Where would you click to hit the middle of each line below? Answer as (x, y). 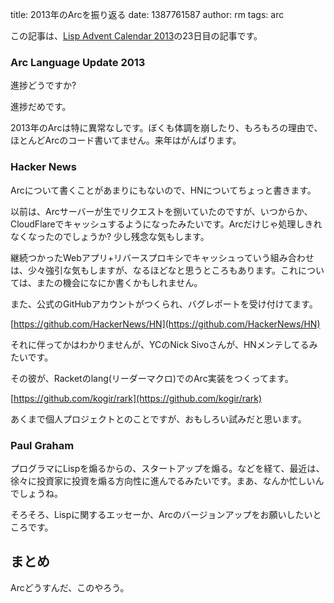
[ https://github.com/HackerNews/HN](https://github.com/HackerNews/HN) (165, 324)
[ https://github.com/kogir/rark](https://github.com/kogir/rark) (136, 398)
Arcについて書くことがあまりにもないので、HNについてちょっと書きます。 (163, 190)
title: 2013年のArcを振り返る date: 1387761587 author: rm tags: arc (147, 14)
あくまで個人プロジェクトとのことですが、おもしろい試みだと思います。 (158, 419)
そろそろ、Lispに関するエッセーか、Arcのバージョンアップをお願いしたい (161, 514)
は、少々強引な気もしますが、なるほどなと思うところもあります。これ (154, 270)
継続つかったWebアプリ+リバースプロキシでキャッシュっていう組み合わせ (162, 257)
